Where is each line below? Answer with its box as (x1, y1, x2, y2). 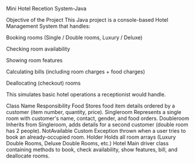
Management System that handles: (6, 23, 90, 29)
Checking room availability (6, 45, 70, 52)
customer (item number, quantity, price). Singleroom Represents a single (6, 109, 181, 115)
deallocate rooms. (6, 152, 50, 159)
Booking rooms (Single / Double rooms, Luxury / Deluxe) (6, 34, 143, 41)
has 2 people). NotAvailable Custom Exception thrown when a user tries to (6, 128, 186, 134)
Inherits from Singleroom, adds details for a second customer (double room (6, 121, 189, 128)
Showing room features (6, 57, 63, 63)
